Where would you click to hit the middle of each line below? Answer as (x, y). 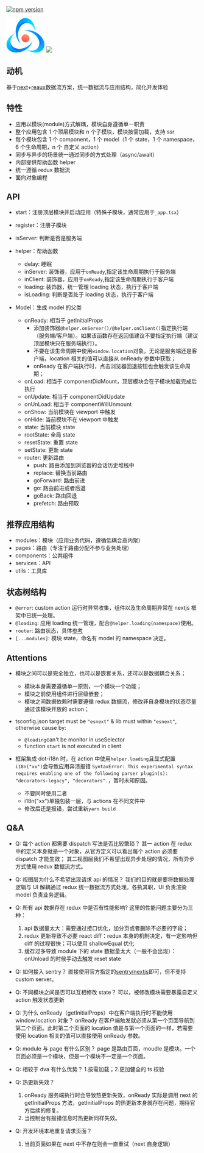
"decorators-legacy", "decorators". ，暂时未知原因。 (83, 780)
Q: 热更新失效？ (35, 1082)
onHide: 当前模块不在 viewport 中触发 (71, 419)
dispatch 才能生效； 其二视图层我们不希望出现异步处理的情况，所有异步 (105, 859)
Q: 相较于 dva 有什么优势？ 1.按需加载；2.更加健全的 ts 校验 (90, 1069)
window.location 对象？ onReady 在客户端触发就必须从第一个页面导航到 (105, 1020)
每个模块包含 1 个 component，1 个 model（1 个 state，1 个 (89, 139)
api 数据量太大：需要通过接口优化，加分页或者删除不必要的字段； (106, 928)
